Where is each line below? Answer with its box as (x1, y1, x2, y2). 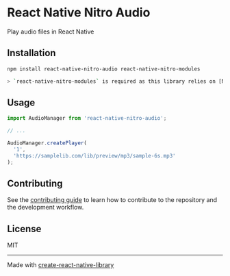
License (7, 223, 42, 234)
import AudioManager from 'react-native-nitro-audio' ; (7, 115, 167, 122)
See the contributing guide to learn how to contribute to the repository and (7, 196, 218, 204)
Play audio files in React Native (7, 27, 94, 36)
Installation (7, 47, 56, 59)
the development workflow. (7, 203, 84, 212)
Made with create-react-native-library (7, 261, 114, 269)
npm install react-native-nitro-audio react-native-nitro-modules (7, 65, 201, 73)
